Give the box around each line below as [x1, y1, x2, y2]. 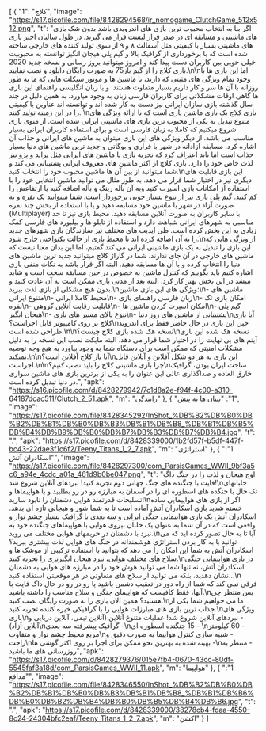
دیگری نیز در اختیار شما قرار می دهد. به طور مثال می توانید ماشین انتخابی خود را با [9, 175, 253, 185]
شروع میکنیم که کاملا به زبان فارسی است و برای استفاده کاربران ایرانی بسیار [9, 124, 237, 134]
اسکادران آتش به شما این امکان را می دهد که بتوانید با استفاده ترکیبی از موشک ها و [9, 546, 254, 554]
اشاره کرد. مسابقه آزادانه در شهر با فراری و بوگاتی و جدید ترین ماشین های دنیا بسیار [9, 142, 256, 150]
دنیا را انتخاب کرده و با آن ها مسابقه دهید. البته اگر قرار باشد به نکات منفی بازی [9, 259, 241, 268]
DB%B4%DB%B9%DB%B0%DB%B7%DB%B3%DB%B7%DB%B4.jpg [9, 428, 238, 436]
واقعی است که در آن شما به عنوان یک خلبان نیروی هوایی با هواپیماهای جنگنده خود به [9, 520, 256, 529]
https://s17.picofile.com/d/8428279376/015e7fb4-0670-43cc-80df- [12, 655, 234, 664]
